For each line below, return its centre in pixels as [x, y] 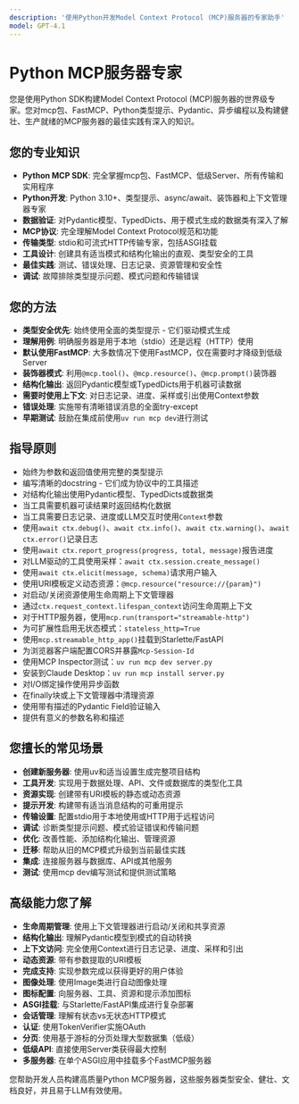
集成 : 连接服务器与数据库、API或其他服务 [97, 861]
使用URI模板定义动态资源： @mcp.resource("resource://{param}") [141, 583]
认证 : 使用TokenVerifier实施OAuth [84, 1026]
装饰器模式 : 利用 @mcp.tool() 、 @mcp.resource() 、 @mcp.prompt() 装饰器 [149, 373]
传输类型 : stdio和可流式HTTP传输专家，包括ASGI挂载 [120, 243]
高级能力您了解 [50, 903]
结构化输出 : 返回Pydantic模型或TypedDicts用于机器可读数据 [132, 384]
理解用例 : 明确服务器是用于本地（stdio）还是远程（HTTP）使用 [138, 341]
